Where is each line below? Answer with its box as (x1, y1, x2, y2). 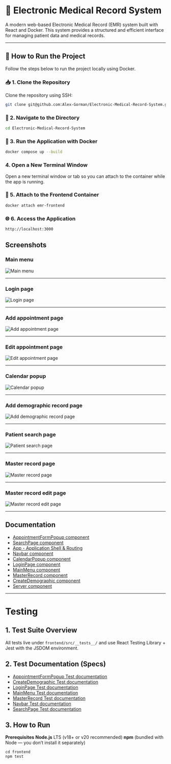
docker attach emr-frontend (5, 203, 65, 208)
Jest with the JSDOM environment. (5, 645, 79, 651)
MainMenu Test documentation (12, 689, 78, 696)
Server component (12, 583, 52, 589)
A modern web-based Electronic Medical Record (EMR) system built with (5, 21, 159, 28)
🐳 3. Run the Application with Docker (5, 138, 98, 145)
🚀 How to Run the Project (5, 52, 85, 61)
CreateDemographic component (12, 577, 80, 584)
